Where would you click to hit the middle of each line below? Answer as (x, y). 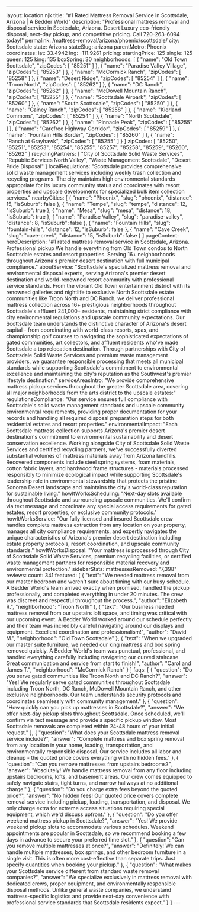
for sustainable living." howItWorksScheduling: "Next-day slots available (94, 493)
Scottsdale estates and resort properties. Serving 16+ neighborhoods (91, 254)
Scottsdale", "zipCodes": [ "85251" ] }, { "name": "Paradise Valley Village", (96, 65)
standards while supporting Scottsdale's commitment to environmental (92, 367)
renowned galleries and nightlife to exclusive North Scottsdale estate (90, 292)
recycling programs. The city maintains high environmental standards (91, 179)
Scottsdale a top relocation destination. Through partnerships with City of (96, 349)
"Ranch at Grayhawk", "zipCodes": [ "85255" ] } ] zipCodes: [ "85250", (92, 141)
